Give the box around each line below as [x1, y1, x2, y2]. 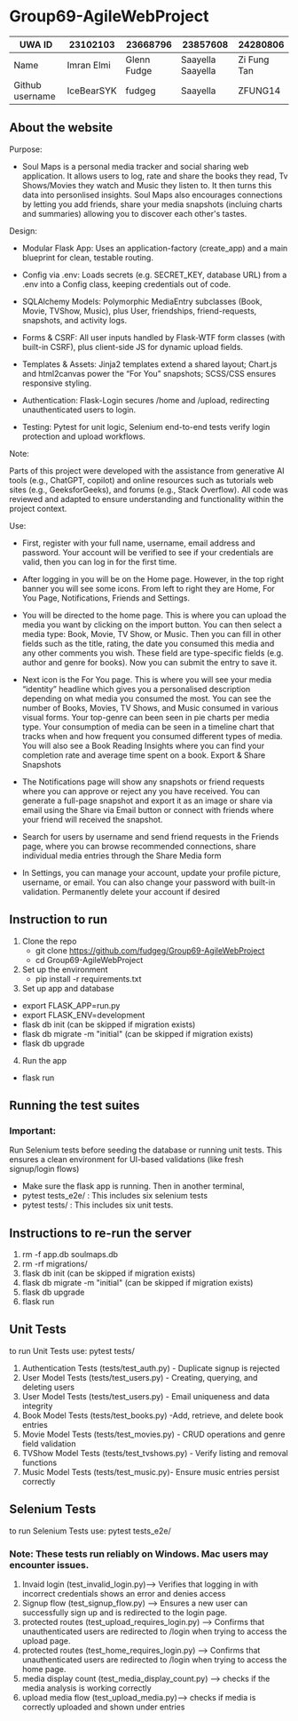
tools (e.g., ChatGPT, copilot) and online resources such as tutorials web [9, 474, 274, 485]
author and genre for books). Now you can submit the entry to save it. [21, 657, 278, 667]
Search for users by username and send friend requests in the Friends [21, 831, 279, 841]
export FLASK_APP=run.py [21, 1000, 121, 1010]
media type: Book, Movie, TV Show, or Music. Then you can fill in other [21, 628, 282, 639]
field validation [21, 1438, 76, 1449]
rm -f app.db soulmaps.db [21, 1249, 118, 1260]
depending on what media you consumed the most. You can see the [21, 693, 272, 704]
